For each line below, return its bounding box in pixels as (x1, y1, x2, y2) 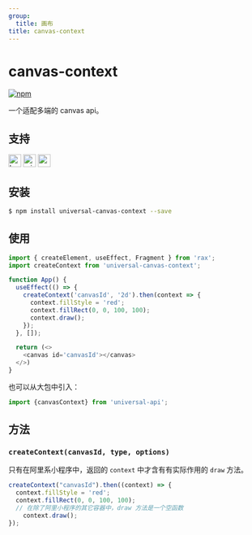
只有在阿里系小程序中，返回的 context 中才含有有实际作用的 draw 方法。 (8, 465, 249, 475)
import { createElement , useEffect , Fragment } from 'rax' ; (8, 254, 216, 262)
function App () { (8, 276, 67, 285)
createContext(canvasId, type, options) (8, 448, 170, 457)
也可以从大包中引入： (8, 381, 79, 391)
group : (8, 11, 31, 20)
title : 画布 (15, 20, 54, 28)
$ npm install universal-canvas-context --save (8, 207, 173, 215)
